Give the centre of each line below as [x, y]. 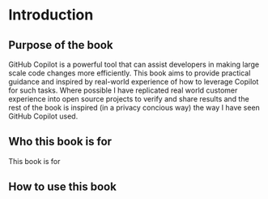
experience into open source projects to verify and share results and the [129, 99]
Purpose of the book [61, 45]
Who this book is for [60, 142]
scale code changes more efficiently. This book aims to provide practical [130, 73]
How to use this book [63, 187]
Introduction [51, 15]
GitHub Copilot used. [43, 116]
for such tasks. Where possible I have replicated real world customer [123, 90]
